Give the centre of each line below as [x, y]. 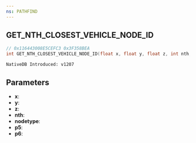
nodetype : [27, 121]
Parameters [28, 82]
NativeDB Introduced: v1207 [40, 65]
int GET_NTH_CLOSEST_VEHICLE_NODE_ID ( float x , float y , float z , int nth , [99, 54]
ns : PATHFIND [22, 11]
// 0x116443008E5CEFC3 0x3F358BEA [48, 48]
